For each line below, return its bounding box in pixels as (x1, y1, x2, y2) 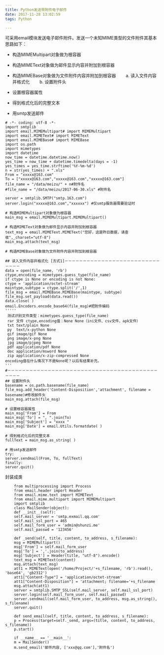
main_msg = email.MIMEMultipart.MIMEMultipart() (5, 215, 107, 220)
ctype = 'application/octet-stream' (5, 281, 80, 286)
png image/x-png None (7, 336, 52, 341)
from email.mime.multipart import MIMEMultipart (14, 497, 116, 502)
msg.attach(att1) (14, 584, 50, 589)
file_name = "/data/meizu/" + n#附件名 (5, 182, 85, 187)
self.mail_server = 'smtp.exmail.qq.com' (14, 514, 100, 519)
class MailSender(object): (14, 505, 69, 510)
